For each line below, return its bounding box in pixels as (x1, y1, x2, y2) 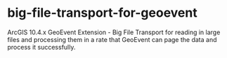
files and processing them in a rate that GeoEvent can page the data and (7, 35, 217, 43)
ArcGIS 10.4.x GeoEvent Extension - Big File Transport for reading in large (7, 28, 221, 36)
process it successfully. (7, 43, 76, 51)
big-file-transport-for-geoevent (7, 5, 198, 21)
